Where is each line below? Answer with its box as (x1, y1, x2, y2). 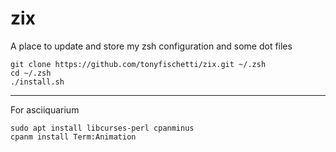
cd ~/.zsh (10, 68, 52, 78)
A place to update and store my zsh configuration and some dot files (10, 40, 293, 52)
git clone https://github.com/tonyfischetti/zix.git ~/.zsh (10, 59, 267, 69)
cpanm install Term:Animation (10, 132, 137, 142)
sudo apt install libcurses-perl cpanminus (10, 123, 195, 133)
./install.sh (10, 77, 65, 87)
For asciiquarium (10, 103, 80, 116)
